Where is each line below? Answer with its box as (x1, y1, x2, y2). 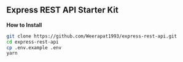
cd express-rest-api (6, 39, 60, 45)
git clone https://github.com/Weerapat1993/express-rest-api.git (6, 33, 177, 39)
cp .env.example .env (6, 44, 62, 51)
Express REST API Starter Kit (6, 5, 119, 15)
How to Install (6, 21, 42, 28)
